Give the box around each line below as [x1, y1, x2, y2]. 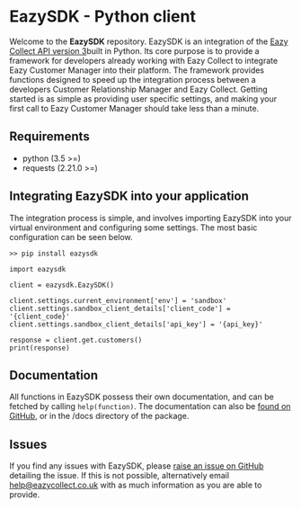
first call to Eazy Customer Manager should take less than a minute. [9, 103, 260, 113]
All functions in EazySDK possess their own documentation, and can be [9, 391, 274, 402]
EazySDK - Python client [9, 6, 196, 27]
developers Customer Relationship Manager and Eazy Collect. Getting [9, 84, 268, 94]
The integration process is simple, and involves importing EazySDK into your [9, 212, 292, 223]
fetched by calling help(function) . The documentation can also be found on [9, 401, 291, 412]
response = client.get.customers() [9, 335, 143, 344]
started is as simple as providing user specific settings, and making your [9, 93, 278, 104]
